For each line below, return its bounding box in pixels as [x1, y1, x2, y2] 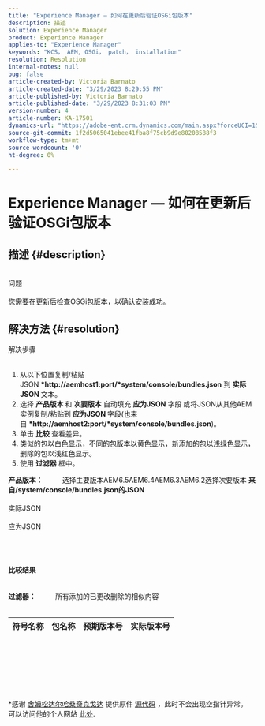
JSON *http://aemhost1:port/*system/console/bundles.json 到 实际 [19, 380, 247, 389]
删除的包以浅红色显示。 [19, 449, 96, 458]
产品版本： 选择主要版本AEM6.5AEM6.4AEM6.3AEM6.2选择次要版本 [8, 475, 247, 485]
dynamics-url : [8, 122, 55, 129]
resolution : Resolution [8, 56, 87, 64]
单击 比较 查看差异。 [19, 429, 87, 439]
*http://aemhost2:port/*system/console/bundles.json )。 [28, 419, 221, 428]
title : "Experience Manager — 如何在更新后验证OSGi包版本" [8, 11, 193, 20]
